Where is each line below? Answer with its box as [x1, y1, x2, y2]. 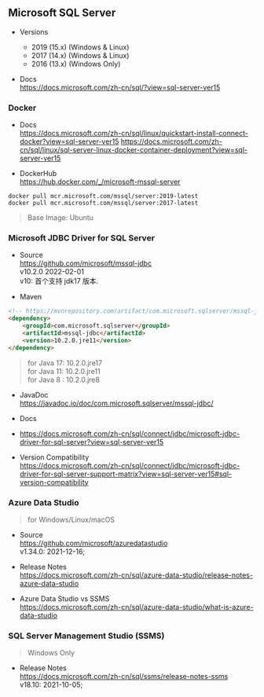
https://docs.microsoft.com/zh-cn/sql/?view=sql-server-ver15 [19, 83, 221, 92]
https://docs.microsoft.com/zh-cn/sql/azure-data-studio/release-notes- [19, 570, 254, 580]
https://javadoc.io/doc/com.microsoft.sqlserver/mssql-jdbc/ [19, 398, 214, 408]
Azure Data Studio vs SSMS [19, 593, 110, 603]
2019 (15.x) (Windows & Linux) [31, 42, 130, 52]
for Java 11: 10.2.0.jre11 [27, 366, 101, 376]
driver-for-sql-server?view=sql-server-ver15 [19, 437, 164, 446]
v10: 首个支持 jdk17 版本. [19, 277, 99, 286]
